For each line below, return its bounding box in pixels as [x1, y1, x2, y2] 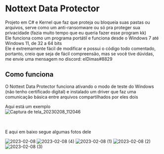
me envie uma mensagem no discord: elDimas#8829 [5, 56, 113, 62]
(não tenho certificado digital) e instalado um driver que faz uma [5, 88, 136, 94]
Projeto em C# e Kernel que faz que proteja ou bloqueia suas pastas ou [5, 19, 151, 25]
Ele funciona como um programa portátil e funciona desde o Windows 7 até [5, 35, 159, 41]
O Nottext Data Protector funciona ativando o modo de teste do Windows [5, 83, 154, 89]
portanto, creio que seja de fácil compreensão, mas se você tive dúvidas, [5, 50, 155, 57]
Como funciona [5, 70, 54, 79]
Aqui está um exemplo [5, 103, 51, 109]
